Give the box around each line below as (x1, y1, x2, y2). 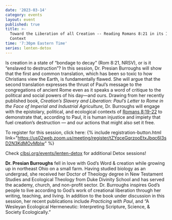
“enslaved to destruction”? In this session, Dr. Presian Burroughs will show (5, 65, 162, 71)
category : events (5, 12, 42, 17)
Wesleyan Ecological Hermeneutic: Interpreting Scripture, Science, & (5, 203, 150, 210)
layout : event (5, 17, 36, 22)
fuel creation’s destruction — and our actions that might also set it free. (5, 119, 155, 125)
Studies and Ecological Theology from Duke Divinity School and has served (5, 176, 165, 182)
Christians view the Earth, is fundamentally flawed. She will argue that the (5, 76, 161, 82)
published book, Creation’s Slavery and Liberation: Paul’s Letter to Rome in (5, 98, 164, 104)
